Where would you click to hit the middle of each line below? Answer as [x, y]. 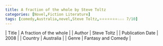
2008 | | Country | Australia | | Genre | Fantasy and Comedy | [68, 38]
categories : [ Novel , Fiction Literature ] [48, 14]
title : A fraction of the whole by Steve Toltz [56, 10]
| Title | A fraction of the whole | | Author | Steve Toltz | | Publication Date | [82, 33]
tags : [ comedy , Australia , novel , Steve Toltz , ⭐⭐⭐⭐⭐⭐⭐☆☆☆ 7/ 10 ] [71, 19]
